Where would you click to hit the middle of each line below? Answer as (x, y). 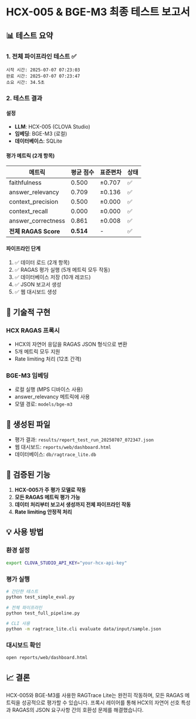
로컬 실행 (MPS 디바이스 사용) (49, 389)
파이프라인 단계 (23, 248)
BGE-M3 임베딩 (27, 376)
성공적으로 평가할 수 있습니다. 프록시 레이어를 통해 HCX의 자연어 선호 (101, 703)
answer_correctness (37, 221)
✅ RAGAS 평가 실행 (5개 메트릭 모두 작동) (62, 270)
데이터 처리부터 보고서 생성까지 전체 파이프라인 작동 (72, 505)
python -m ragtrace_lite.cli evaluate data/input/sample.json (84, 629)
